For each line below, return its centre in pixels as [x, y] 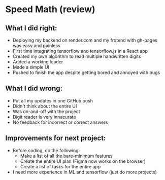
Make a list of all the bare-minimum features [66, 156]
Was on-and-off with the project [46, 111]
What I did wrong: [34, 88]
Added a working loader [38, 62]
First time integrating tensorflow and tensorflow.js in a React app [80, 51]
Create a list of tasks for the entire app [60, 166]
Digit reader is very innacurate [44, 117]
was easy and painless [37, 46]
